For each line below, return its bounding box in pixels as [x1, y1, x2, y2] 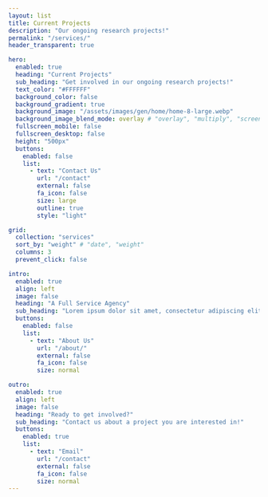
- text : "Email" [29, 448, 84, 456]
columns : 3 [15, 248, 52, 256]
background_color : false [15, 93, 98, 101]
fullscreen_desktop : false [15, 130, 105, 138]
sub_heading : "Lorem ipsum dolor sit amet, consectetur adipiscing [15, 307, 245, 315]
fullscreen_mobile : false [15, 123, 102, 131]
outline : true [37, 204, 84, 212]
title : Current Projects [8, 19, 91, 27]
